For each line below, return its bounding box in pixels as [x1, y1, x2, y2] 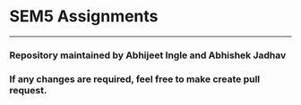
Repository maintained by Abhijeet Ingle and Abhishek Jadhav [9, 49, 287, 61]
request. [9, 84, 47, 96]
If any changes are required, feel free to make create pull [9, 73, 261, 85]
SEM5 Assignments [9, 6, 159, 27]
